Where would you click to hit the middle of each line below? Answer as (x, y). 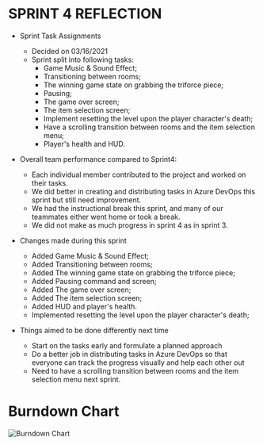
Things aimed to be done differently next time (94, 330)
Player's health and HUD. (84, 144)
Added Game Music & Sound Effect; (90, 255)
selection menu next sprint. (76, 379)
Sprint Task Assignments (60, 36)
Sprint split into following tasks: (83, 59)
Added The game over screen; (81, 290)
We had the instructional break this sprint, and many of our (128, 208)
